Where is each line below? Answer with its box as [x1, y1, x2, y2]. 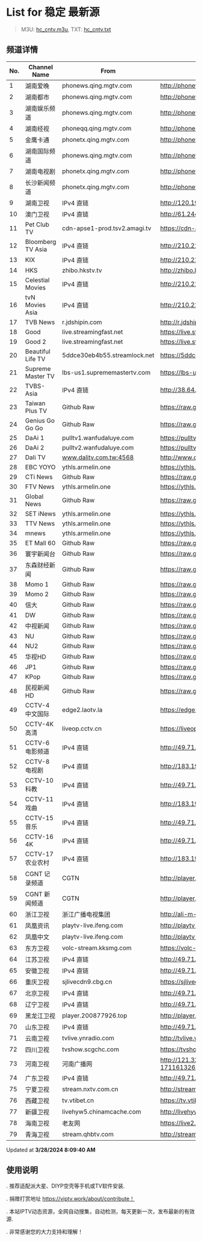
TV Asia [25, 245, 47, 253]
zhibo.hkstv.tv [62, 266, 102, 274]
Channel [28, 63, 53, 71]
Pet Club [25, 220, 50, 228]
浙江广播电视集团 [62, 910, 111, 918]
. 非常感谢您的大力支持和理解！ [6, 1228, 83, 1235]
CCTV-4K [25, 719, 54, 728]
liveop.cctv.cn [62, 724, 102, 733]
